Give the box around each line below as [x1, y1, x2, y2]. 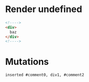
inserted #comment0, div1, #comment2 [5, 72, 84, 77]
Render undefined [5, 4, 82, 15]
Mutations [5, 56, 49, 67]
